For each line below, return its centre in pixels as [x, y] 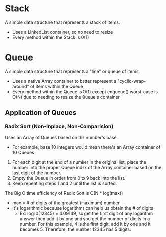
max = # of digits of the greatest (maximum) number [66, 203]
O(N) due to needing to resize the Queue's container [66, 97]
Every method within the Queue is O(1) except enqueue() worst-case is [85, 91]
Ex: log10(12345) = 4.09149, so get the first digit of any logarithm [86, 213]
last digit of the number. [37, 173]
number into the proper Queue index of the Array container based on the [87, 167]
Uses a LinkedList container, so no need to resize [63, 32]
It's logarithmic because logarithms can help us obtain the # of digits [83, 208]
